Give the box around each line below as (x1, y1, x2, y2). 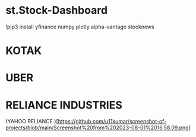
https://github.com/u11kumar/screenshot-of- (58, 118, 167, 125)
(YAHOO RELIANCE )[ (5, 118, 59, 125)
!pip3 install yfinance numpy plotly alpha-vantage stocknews (5, 23, 155, 30)
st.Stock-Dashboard (5, 4, 108, 17)
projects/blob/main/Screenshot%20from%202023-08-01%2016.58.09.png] (5, 124, 191, 131)
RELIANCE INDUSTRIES (5, 98, 123, 111)
